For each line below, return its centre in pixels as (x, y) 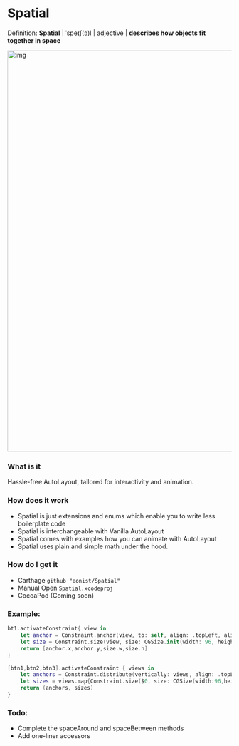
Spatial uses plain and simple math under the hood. (93, 546)
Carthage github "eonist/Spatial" (69, 580)
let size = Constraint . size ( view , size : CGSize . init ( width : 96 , (117, 642)
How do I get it (33, 565)
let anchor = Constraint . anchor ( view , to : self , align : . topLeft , (121, 635)
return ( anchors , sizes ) (57, 688)
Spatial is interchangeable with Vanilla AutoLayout (91, 531)
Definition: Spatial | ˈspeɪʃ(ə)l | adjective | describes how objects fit (107, 33)
